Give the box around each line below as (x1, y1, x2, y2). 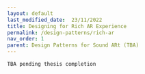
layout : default (7, 10, 53, 17)
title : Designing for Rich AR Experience (7, 23, 127, 29)
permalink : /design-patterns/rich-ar (7, 29, 115, 36)
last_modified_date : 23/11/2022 (7, 16, 103, 23)
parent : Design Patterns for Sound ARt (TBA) (7, 42, 139, 49)
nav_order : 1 (7, 36, 44, 42)
